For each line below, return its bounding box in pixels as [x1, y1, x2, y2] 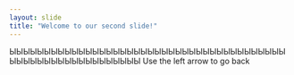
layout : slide [9, 12, 63, 22]
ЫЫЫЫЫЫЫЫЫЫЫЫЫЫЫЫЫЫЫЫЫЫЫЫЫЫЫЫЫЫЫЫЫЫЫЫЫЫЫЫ [9, 46, 286, 56]
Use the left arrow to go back [142, 55, 250, 66]
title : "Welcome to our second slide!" [9, 21, 158, 30]
